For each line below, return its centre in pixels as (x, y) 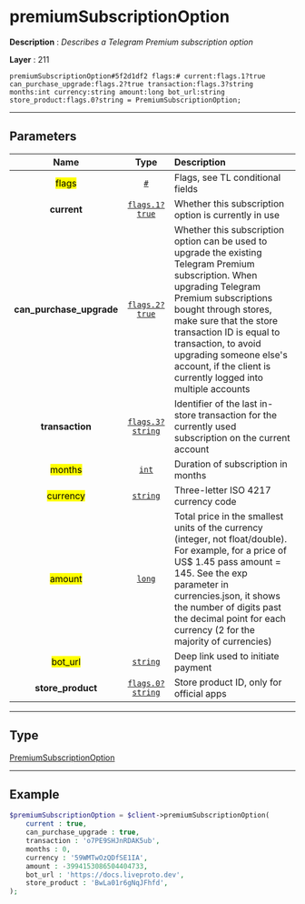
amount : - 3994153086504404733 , (87, 866)
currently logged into (218, 377)
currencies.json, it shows (227, 596)
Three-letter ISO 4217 (222, 490)
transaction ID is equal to (227, 332)
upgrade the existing (218, 252)
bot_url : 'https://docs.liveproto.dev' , (105, 875)
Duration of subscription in (231, 464)
